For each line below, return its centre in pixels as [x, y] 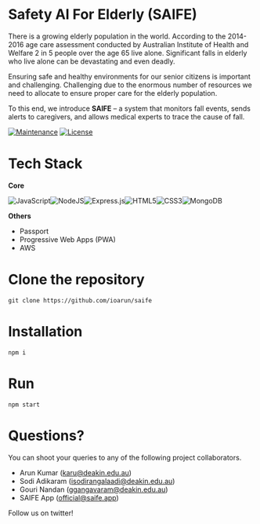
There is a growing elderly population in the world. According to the [117, 36]
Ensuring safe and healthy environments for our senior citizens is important [129, 76]
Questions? [46, 436]
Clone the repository [76, 280]
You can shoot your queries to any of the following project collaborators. [125, 457]
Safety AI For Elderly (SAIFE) [103, 15]
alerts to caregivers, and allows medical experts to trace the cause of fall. [126, 116]
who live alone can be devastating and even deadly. [92, 61]
